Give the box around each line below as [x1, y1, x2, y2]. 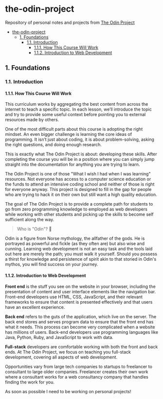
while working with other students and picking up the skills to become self [5, 211, 154, 217]
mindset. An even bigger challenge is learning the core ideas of [5, 132, 132, 137]
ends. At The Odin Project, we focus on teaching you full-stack [5, 349, 131, 355]
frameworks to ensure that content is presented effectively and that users [5, 299, 153, 305]
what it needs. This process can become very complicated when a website [5, 324, 155, 330]
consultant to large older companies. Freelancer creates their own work [5, 369, 148, 375]
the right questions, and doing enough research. [5, 142, 102, 148]
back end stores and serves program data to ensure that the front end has [5, 319, 154, 324]
